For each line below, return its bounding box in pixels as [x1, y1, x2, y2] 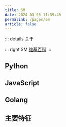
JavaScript [5, 79, 40, 87]
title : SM [5, 7, 26, 13]
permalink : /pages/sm [5, 17, 50, 22]
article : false [5, 21, 37, 27]
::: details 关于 [5, 36, 34, 42]
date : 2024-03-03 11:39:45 [5, 12, 61, 17]
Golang [5, 96, 28, 104]
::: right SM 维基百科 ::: [5, 46, 51, 53]
